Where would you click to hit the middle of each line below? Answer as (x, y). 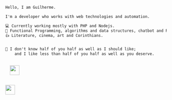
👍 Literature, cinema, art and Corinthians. (54, 35)
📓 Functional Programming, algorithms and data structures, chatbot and (84, 31)
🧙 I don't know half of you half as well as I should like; (71, 49)
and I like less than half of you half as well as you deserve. (84, 54)
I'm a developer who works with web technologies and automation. (78, 16)
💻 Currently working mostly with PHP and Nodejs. (60, 26)
